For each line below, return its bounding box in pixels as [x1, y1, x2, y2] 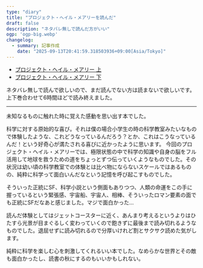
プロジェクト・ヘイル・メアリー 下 [14, 73, 101, 81]
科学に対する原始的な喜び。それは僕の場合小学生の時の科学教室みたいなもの [6, 125, 197, 132]
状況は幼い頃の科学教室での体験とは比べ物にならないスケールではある [6, 163, 181, 170]
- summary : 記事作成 [11, 43, 60, 49]
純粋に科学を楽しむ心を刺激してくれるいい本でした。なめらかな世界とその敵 [6, 247, 196, 255]
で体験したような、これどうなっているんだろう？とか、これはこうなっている [6, 133, 196, 140]
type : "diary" [6, 8, 42, 15]
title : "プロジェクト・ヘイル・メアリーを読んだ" [6, 15, 117, 21]
